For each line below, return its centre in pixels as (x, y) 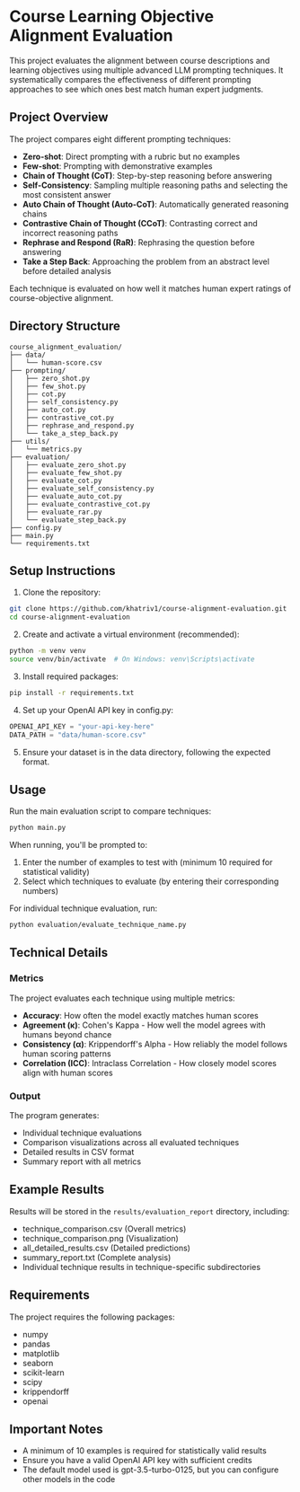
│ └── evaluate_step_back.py (68, 520)
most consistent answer (66, 194)
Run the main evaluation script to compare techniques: (110, 811)
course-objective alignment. (62, 297)
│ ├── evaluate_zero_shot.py (68, 464)
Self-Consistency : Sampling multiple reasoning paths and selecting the (155, 185)
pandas (36, 1344)
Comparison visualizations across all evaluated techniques (131, 1143)
